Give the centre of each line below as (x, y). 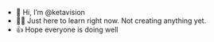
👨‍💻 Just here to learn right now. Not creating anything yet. (111, 21)
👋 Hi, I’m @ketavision (51, 12)
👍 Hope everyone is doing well (67, 29)
